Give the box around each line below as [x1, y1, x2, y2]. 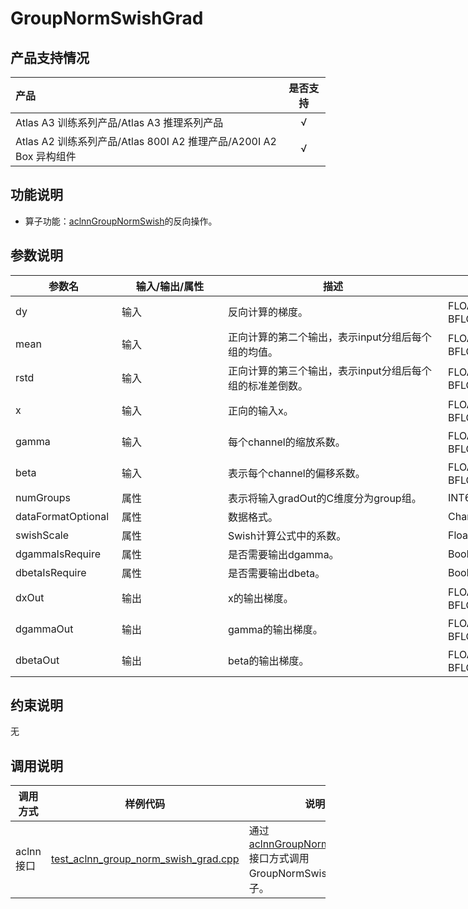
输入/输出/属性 [135, 279, 205, 293]
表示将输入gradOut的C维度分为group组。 [228, 491, 422, 505]
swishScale [15, 528, 70, 542]
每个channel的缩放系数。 [228, 435, 346, 449]
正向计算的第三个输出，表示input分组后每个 [228, 363, 432, 377]
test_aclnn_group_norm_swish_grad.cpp [50, 852, 240, 866]
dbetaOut [15, 653, 60, 667]
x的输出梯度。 [228, 591, 294, 605]
